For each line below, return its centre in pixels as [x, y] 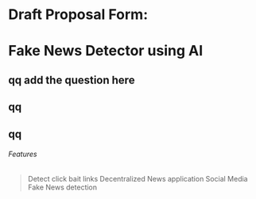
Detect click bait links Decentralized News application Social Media [138, 178]
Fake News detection [62, 187]
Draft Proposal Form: [78, 15]
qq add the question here [72, 80]
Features [23, 154]
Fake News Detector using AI [106, 51]
